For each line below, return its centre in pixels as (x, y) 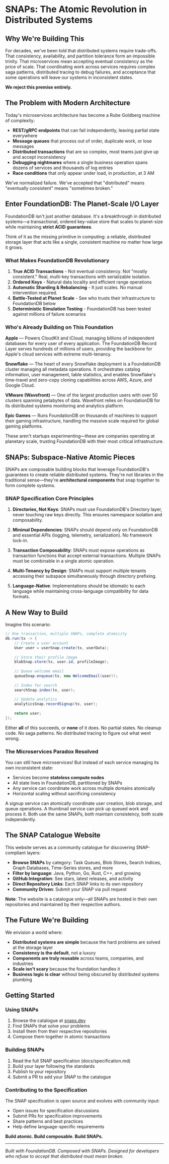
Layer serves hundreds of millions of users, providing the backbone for (79, 349)
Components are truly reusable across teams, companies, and (78, 958)
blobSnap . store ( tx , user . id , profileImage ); (62, 662)
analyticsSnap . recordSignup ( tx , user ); (56, 704)
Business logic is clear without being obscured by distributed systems (86, 974)
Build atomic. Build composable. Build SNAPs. (54, 1136)
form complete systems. (30, 486)
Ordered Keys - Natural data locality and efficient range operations (82, 282)
